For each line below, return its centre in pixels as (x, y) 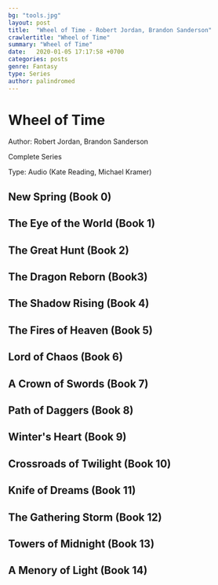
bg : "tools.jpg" (35, 15)
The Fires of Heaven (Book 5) (80, 330)
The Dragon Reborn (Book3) (78, 277)
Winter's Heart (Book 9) (67, 437)
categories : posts (38, 60)
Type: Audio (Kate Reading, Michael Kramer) (80, 172)
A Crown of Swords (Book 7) (78, 384)
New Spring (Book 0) (60, 197)
